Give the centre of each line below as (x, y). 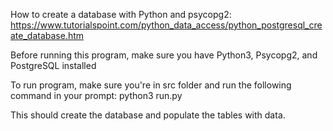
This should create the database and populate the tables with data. (148, 115)
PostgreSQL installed (53, 65)
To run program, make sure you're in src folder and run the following (151, 85)
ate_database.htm (47, 35)
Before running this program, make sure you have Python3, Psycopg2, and (164, 55)
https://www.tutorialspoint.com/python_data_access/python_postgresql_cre (166, 25)
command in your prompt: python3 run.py (96, 95)
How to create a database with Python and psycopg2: (121, 14)
